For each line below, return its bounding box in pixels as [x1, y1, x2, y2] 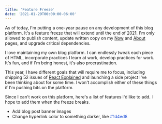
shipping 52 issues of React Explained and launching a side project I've [5, 74, 147, 80]
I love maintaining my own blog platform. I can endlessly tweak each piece [5, 49, 153, 55]
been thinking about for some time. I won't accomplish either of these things [5, 79, 157, 85]
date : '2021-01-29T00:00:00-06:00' [5, 12, 77, 16]
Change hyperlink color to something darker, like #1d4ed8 [12, 113, 128, 119]
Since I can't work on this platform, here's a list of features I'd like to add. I [5, 94, 153, 99]
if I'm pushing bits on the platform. [5, 84, 74, 90]
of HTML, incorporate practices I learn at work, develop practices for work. [5, 55, 155, 60]
